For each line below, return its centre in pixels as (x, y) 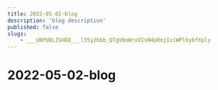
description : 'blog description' (57, 21)
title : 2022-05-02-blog (43, 14)
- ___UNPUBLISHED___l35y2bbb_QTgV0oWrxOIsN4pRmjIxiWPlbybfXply (116, 40)
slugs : (17, 34)
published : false (33, 27)
